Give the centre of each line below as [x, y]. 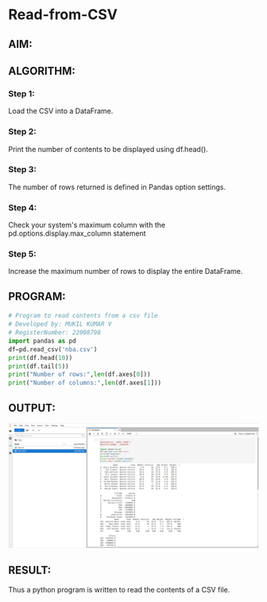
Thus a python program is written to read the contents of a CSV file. [119, 589]
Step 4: [23, 207]
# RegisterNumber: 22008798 [55, 333]
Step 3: [23, 170]
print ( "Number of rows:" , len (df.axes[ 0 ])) [79, 375]
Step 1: [21, 93]
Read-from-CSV [63, 15]
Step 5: [23, 254]
